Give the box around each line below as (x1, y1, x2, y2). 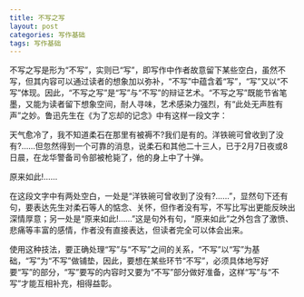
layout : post (9, 22, 59, 31)
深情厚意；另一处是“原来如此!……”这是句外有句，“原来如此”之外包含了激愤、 (9, 213, 294, 224)
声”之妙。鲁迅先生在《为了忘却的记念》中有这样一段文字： (9, 110, 229, 121)
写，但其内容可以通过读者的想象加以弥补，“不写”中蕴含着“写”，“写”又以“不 (9, 76, 289, 87)
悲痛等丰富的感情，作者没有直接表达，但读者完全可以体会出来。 (9, 224, 248, 236)
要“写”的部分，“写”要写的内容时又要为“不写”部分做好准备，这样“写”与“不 (9, 267, 279, 278)
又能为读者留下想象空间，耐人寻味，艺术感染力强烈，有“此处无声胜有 (25, 99, 284, 110)
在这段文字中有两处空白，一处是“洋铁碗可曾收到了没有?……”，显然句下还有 (9, 191, 289, 202)
